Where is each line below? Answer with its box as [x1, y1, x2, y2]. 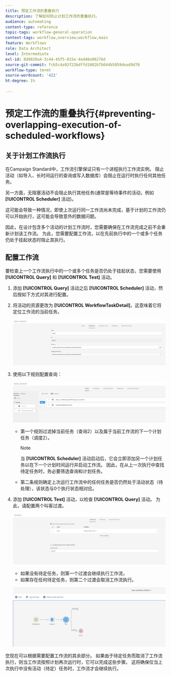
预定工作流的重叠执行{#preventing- [5, 108, 156, 119]
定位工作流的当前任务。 [12, 308, 62, 315]
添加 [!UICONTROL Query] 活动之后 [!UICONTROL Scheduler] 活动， [12, 285, 159, 291]
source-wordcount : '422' [5, 73, 58, 78]
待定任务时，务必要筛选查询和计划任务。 [20, 468, 105, 474]
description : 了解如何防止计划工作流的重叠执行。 [5, 13, 100, 19]
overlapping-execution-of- [5, 119, 122, 131]
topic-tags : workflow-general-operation [5, 30, 93, 35]
